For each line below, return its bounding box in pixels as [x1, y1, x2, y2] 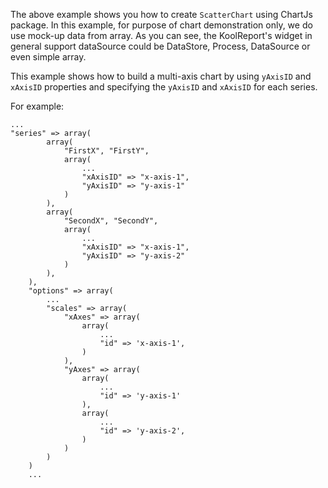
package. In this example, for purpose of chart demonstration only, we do [10, 19, 313, 31]
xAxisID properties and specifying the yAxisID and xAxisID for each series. [10, 81, 318, 93]
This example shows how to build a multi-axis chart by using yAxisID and [10, 70, 312, 82]
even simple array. [10, 51, 87, 63]
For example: [10, 100, 65, 112]
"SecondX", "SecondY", [63, 216, 159, 226]
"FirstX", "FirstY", [63, 146, 150, 156]
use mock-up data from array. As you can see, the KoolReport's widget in [10, 30, 313, 41]
